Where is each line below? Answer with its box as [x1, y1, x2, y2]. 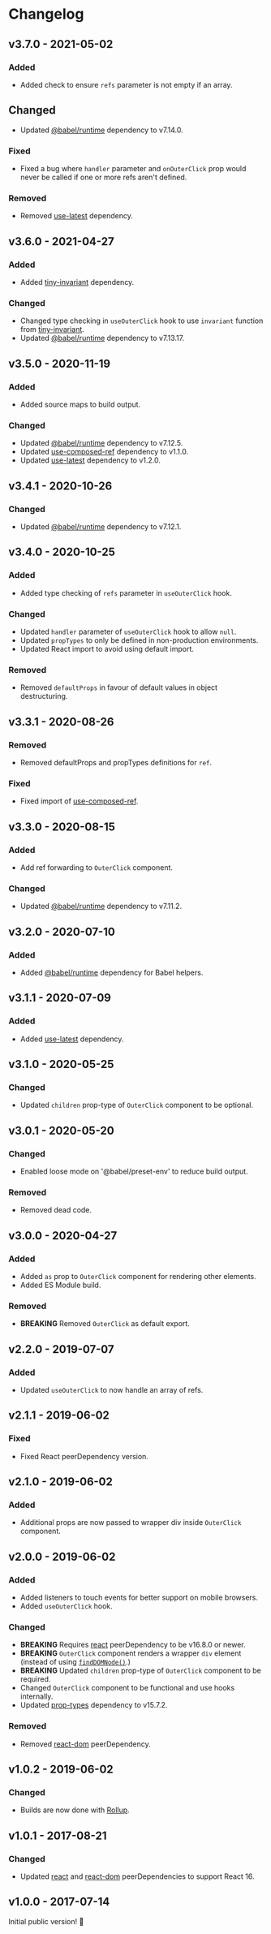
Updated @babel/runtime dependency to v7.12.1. [19, 521, 182, 532]
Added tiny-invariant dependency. [19, 277, 135, 286]
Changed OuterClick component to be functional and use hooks [19, 1683, 235, 1693]
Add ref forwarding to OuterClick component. [19, 862, 173, 872]
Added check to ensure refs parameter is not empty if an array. [19, 80, 233, 89]
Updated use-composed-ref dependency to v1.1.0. [19, 447, 189, 457]
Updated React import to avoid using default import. [19, 644, 195, 653]
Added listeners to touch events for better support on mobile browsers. [19, 1592, 258, 1602]
